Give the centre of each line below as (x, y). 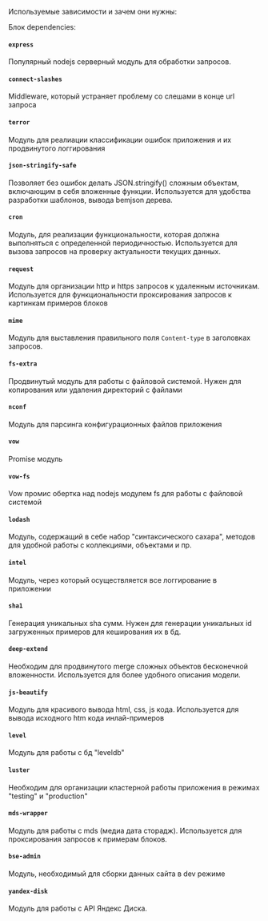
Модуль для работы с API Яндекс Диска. (78, 908)
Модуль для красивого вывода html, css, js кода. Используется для (124, 709)
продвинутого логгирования (57, 148)
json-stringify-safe (43, 166)
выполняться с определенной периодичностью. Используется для (123, 243)
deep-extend (28, 649)
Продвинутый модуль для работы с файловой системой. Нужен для (125, 381)
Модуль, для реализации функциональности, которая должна (114, 235)
